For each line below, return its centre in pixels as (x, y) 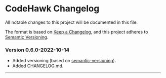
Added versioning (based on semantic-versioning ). (64, 61)
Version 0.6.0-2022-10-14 (37, 50)
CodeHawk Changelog (52, 9)
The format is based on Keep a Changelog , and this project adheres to (77, 32)
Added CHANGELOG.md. (38, 66)
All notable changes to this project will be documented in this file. (72, 22)
